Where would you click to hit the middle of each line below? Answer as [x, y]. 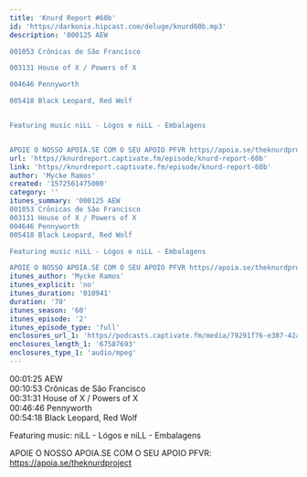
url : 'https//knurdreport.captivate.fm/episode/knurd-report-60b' [138, 158]
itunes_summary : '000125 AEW [65, 201]
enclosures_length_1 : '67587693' [73, 344]
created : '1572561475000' [58, 184]
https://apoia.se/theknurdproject [71, 462]
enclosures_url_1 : [44, 336]
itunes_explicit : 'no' [53, 285]
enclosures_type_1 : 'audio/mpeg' [73, 353]
